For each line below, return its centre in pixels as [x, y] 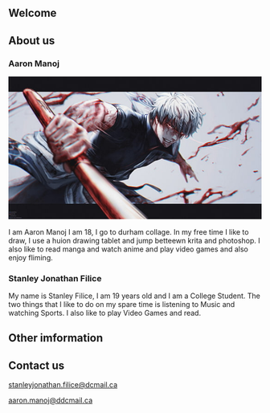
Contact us [37, 365]
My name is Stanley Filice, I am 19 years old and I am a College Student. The [135, 296]
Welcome [33, 13]
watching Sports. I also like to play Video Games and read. [105, 313]
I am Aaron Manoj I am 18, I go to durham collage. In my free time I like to [129, 231]
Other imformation [56, 338]
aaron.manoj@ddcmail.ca [51, 400]
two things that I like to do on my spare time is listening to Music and [122, 304]
